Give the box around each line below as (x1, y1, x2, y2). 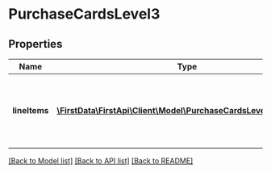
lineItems (12, 105, 49, 116)
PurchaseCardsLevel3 (8, 5, 161, 23)
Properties (8, 37, 63, 51)
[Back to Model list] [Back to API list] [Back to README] (8, 156, 194, 166)
